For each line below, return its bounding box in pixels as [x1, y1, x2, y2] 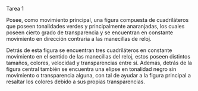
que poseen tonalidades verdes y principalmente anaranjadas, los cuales [6, 23, 185, 30]
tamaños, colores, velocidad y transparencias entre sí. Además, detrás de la [6, 59, 192, 66]
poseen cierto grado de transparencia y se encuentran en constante [6, 29, 174, 36]
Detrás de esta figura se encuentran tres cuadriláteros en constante [6, 47, 172, 54]
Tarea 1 [6, 5, 24, 12]
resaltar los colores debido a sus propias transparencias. [6, 78, 146, 85]
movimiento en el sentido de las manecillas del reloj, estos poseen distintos [6, 53, 191, 60]
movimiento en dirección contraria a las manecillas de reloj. [6, 35, 152, 42]
